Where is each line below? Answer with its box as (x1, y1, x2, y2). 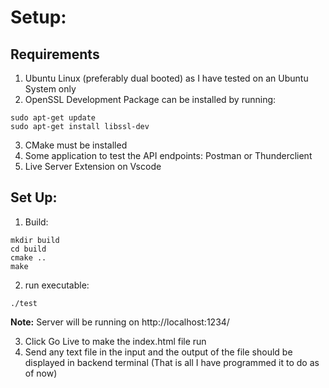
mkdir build (10, 235, 60, 245)
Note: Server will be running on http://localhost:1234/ (10, 316, 230, 328)
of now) (24, 367, 58, 379)
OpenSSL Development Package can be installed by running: (24, 94, 277, 105)
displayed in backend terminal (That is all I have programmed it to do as (24, 356, 320, 368)
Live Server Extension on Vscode (24, 161, 162, 172)
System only (24, 83, 77, 95)
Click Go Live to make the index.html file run (24, 335, 207, 347)
